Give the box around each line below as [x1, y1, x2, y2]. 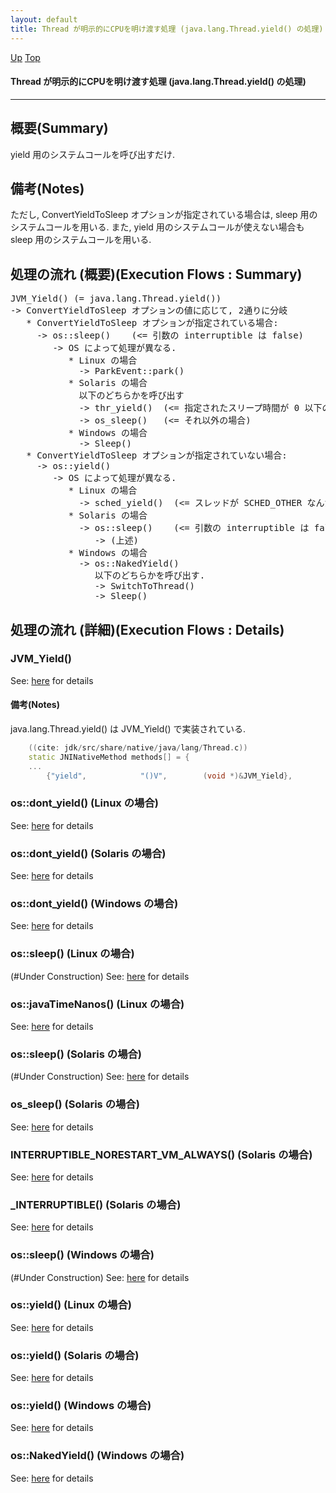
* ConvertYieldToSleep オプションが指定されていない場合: [26, 450, 288, 461]
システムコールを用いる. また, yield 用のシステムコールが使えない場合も [10, 221, 305, 233]
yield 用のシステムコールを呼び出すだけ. [10, 148, 175, 160]
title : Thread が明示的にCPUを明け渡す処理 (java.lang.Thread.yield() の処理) [10, 24, 324, 34]
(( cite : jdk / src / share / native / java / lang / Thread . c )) [28, 743, 248, 753]
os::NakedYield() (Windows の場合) [10, 1449, 185, 1463]
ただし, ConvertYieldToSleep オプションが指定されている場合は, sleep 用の [10, 209, 318, 221]
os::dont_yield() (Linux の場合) [10, 796, 159, 810]
